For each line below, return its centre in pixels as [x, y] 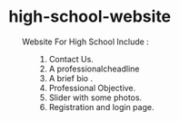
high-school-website [90, 17]
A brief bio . [70, 78]
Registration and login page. [101, 107]
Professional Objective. [92, 88]
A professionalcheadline [94, 69]
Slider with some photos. [95, 98]
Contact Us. [71, 59]
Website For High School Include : [85, 42]
